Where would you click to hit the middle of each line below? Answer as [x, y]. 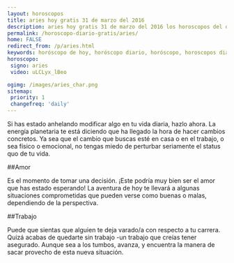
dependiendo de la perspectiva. [53, 203]
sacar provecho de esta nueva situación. [65, 252]
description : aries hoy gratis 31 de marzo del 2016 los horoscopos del [115, 27]
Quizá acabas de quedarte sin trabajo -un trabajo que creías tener [102, 237]
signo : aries [29, 66]
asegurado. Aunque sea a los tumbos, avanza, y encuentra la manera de [111, 245]
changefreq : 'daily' [40, 104]
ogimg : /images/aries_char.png [53, 84]
